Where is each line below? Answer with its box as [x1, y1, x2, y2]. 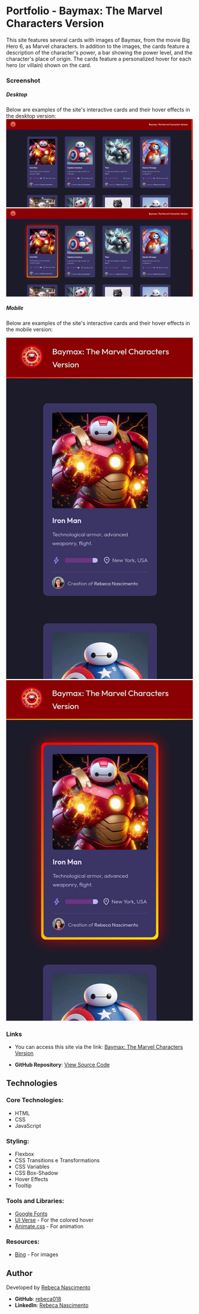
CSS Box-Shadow [14, 1169, 59, 1176]
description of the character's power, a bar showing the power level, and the [6, 49, 192, 56]
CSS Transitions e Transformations [14, 1156, 100, 1163]
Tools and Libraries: [6, 1197, 65, 1205]
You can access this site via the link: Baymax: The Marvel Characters [14, 1043, 184, 1050]
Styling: [6, 1137, 30, 1145]
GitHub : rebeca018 [14, 1296, 62, 1303]
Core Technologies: [6, 1096, 64, 1104]
